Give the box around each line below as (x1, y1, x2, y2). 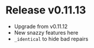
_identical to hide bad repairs (14, 35, 89, 42)
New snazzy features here (14, 29, 79, 36)
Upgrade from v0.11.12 (14, 23, 68, 30)
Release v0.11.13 (5, 4, 86, 17)
